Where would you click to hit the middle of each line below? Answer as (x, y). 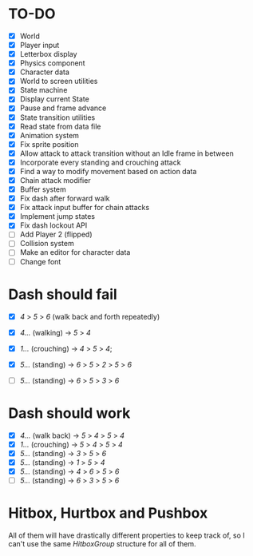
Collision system (47, 244)
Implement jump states (57, 216)
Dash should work (69, 413)
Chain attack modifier (55, 180)
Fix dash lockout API (53, 225)
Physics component (52, 63)
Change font (40, 261)
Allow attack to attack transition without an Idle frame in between (126, 153)
